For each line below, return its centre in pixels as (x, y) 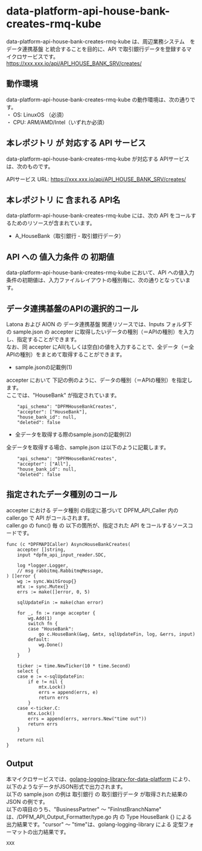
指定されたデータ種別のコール (62, 494)
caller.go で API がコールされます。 (50, 518)
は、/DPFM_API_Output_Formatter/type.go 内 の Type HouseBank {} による (99, 817)
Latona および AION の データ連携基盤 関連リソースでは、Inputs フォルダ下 (99, 324)
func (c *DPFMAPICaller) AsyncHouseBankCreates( (68, 544)
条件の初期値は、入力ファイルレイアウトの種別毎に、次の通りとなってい (96, 280)
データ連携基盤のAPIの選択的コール (72, 308)
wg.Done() (51, 644)
